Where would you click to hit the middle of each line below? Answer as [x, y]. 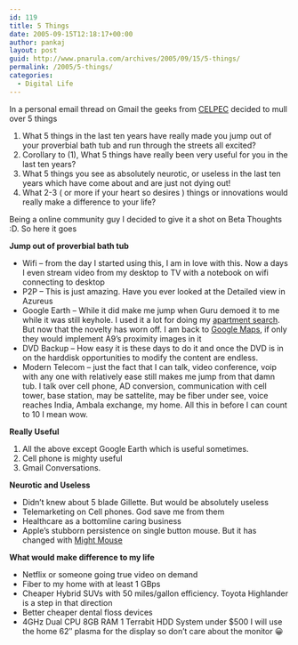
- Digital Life [45, 84]
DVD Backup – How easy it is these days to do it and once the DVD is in [153, 348]
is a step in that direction [67, 602]
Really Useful [34, 431]
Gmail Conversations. [61, 467]
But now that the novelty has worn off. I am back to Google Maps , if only [154, 329]
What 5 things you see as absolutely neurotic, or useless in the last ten [152, 173]
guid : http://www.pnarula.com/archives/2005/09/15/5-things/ [125, 59]
